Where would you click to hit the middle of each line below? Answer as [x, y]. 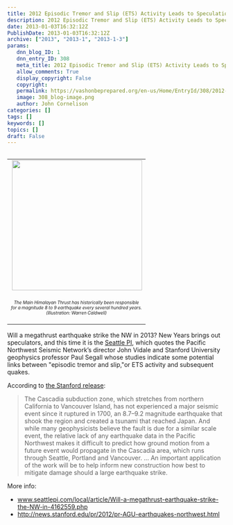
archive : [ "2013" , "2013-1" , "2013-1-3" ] [68, 40]
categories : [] [29, 110]
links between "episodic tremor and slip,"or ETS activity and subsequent [110, 365]
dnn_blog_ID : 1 [38, 53]
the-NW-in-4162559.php [52, 507]
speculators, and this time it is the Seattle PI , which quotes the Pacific [106, 343]
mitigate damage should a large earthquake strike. [96, 473]
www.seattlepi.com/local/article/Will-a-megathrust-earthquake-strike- [118, 499]
